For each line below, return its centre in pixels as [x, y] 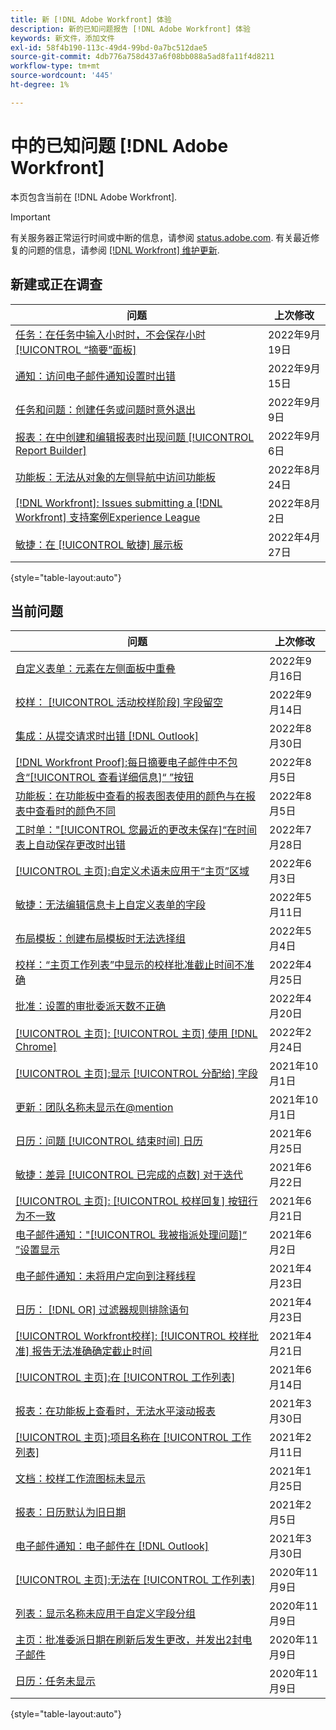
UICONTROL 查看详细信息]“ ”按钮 [115, 778]
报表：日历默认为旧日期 [71, 1513]
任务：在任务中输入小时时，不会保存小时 [111, 334]
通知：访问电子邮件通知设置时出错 [96, 376]
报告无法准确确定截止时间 [92, 1351]
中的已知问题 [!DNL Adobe [119, 145]
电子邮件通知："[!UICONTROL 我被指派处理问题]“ [131, 1235]
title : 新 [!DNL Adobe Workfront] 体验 [91, 19]
